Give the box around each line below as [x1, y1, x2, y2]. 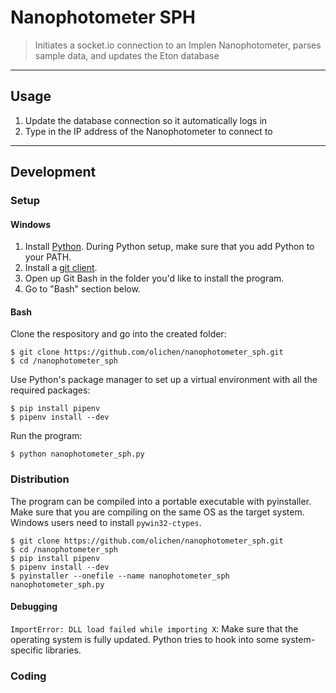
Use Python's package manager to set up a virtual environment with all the [10, 374, 318, 386]
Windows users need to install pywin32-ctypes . [10, 516, 202, 528]
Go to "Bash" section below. [24, 283, 141, 295]
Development [10, 164, 97, 181]
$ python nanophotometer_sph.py [10, 449, 145, 460]
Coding [10, 669, 47, 683]
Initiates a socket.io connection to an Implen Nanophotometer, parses [34, 39, 322, 51]
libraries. [45, 644, 82, 656]
